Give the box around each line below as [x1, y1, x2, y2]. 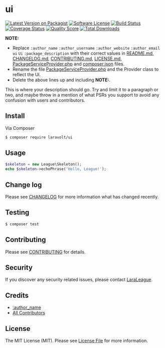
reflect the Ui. [12, 71, 41, 77]
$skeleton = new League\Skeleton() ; [5, 162, 82, 167]
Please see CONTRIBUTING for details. [5, 249, 86, 255]
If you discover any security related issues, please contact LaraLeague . [5, 277, 153, 283]
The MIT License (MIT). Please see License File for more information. [5, 337, 148, 343]
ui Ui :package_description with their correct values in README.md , [12, 50, 154, 56]
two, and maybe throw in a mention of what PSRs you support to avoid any [5, 92, 159, 98]
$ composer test [5, 222, 39, 227]
